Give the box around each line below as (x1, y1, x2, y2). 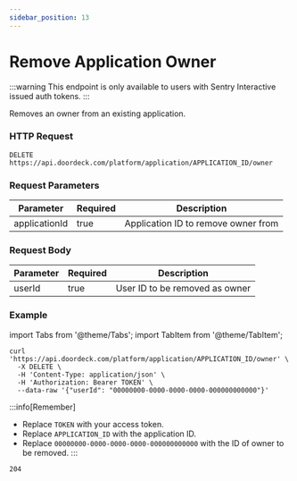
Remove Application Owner (9, 51, 217, 72)
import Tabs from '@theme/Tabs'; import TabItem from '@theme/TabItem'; (9, 329, 284, 340)
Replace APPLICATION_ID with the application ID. (21, 428, 197, 439)
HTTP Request (9, 131, 74, 143)
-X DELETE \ (17, 362, 62, 371)
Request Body (9, 244, 71, 257)
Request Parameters (9, 179, 100, 191)
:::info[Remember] (9, 401, 76, 412)
